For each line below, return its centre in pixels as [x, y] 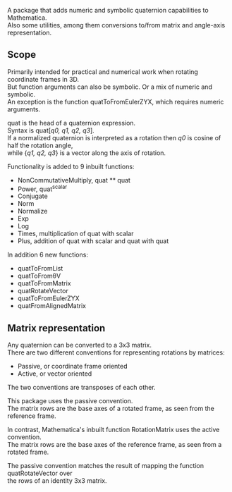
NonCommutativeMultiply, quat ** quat [74, 180]
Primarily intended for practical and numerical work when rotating [103, 72]
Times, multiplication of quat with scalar [75, 234]
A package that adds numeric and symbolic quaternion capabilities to [108, 10]
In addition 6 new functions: [48, 255]
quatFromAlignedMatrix [52, 306]
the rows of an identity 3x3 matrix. [57, 481]
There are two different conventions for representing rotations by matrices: [116, 352]
